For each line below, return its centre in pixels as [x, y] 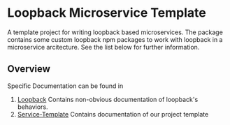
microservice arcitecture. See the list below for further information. [103, 47]
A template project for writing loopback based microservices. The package [115, 32]
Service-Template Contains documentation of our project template [113, 114]
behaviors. [33, 107]
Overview [29, 69]
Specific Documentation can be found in [65, 86]
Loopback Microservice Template [107, 13]
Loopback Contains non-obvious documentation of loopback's [108, 99]
